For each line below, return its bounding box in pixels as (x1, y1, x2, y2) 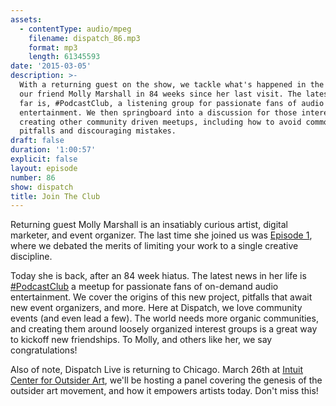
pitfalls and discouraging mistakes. (19, 126, 177, 136)
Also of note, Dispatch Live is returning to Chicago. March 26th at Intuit (10, 364, 304, 376)
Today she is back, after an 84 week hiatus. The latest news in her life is (10, 270, 307, 282)
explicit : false (10, 154, 78, 164)
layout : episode (10, 163, 78, 173)
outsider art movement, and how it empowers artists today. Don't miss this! (10, 385, 319, 397)
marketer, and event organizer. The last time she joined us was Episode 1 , (10, 229, 313, 241)
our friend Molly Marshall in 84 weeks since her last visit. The (19, 89, 302, 99)
